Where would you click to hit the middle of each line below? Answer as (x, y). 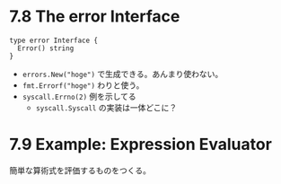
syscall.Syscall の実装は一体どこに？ (106, 107)
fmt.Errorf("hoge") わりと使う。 (83, 85)
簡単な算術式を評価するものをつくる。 (80, 170)
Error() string (46, 48)
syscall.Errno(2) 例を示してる (79, 96)
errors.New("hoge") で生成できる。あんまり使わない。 (123, 74)
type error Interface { (54, 40)
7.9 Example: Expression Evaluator (140, 145)
